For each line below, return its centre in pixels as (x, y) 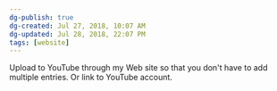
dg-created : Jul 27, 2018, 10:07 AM (77, 26)
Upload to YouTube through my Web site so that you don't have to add (138, 68)
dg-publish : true (42, 17)
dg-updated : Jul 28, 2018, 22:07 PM (77, 34)
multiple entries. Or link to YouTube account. (91, 78)
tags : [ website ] (39, 42)
